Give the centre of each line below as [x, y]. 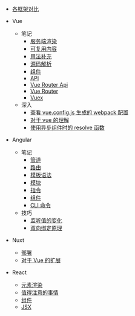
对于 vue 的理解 [50, 120]
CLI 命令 [41, 205]
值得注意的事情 [40, 292]
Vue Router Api [49, 85]
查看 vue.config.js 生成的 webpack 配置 [79, 112]
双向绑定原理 [46, 228]
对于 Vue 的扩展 [41, 260]
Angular [22, 140]
